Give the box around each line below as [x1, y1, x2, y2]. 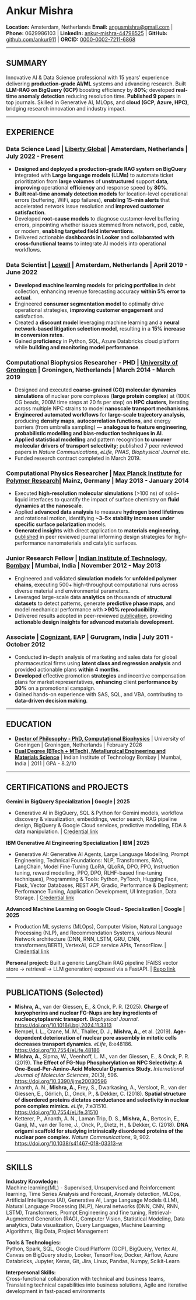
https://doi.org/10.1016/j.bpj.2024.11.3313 [14, 1022, 112, 1029]
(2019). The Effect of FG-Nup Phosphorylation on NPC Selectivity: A [14, 1059, 183, 1066]
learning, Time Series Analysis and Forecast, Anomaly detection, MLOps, [6, 1191, 181, 1198]
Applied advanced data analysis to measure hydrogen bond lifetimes [14, 508, 184, 515]
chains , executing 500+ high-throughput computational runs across [14, 581, 178, 588]
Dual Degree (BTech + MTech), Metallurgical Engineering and [14, 747, 166, 754]
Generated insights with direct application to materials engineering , [14, 527, 180, 534]
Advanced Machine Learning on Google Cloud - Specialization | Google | [6, 905, 185, 912]
